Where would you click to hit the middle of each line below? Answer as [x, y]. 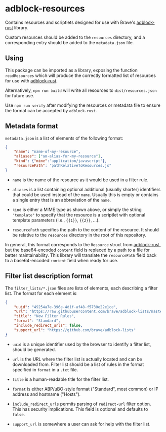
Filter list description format [49, 276]
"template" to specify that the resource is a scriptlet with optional [79, 215]
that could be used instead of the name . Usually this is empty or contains [85, 195]
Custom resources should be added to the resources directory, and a [75, 37]
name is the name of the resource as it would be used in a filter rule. [80, 180]
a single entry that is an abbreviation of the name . [62, 200]
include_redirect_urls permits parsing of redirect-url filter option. [82, 404]
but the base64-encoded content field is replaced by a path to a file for [78, 250]
